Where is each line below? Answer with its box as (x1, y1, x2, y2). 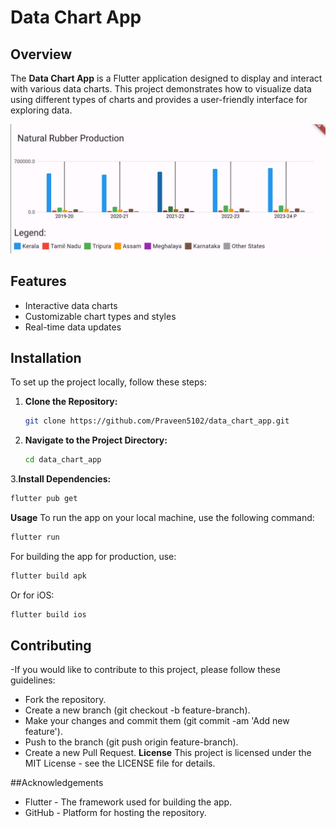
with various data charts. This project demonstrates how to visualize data (10, 83, 312, 95)
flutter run (10, 532, 60, 542)
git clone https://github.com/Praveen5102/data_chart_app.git (24, 416, 290, 426)
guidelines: (10, 674, 56, 686)
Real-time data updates (24, 321, 122, 333)
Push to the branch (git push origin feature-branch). (24, 736, 239, 748)
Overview (10, 46, 73, 63)
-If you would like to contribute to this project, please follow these (10, 664, 281, 676)
